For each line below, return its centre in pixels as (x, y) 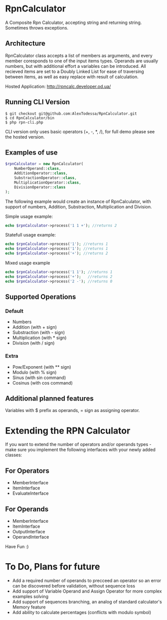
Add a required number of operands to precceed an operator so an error (87, 580)
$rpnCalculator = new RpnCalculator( (44, 164)
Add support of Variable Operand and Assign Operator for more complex (87, 591)
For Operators (27, 471)
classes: (14, 455)
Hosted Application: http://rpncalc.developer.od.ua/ (58, 86)
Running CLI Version (38, 102)
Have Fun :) (17, 546)
